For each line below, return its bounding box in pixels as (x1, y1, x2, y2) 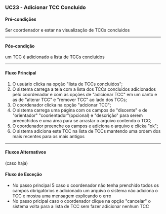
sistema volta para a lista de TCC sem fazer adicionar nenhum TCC (12, 203, 149, 209)
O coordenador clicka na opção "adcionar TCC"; (12, 102, 111, 107)
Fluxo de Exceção (5, 172, 42, 178)
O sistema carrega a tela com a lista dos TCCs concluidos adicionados (12, 86, 156, 92)
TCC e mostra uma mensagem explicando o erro (12, 193, 112, 199)
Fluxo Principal (5, 70, 37, 75)
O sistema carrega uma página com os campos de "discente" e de (12, 107, 148, 113)
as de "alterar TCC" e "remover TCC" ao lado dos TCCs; (12, 97, 127, 103)
